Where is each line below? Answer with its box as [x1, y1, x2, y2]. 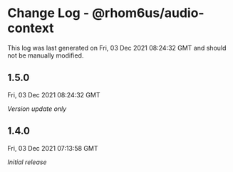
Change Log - [7, 5, 90, 21]
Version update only [7, 104, 67, 113]
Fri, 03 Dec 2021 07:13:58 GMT [7, 144, 98, 152]
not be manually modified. [7, 51, 84, 60]
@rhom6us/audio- [91, 5, 204, 21]
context [7, 20, 55, 36]
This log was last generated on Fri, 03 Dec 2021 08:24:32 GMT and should [7, 43, 227, 52]
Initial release [7, 158, 47, 166]
